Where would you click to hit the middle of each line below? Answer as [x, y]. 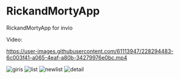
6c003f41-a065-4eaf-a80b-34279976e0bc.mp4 [67, 57]
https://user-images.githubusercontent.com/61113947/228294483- [90, 51]
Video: [14, 39]
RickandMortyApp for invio [40, 28]
